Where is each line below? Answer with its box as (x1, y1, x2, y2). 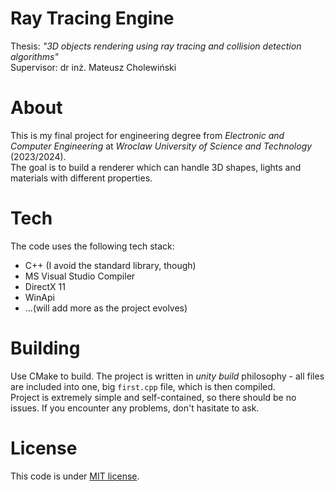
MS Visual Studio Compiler (24, 270, 136, 282)
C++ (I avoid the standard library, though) (24, 259, 197, 271)
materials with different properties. (10, 172, 153, 184)
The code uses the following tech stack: (10, 240, 175, 252)
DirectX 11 (24, 280, 66, 292)
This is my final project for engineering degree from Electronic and (10, 129, 285, 141)
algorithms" (10, 50, 59, 62)
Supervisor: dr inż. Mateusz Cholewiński (10, 61, 177, 73)
